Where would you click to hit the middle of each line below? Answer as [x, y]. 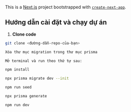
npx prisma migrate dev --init [37, 78]
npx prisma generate [26, 96]
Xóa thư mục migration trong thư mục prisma [51, 52]
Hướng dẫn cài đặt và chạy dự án [56, 22]
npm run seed [18, 88]
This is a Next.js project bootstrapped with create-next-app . [66, 7]
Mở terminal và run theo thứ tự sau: [44, 61]
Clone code [24, 34]
